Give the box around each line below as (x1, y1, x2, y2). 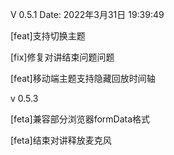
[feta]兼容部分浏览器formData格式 (10, 113, 151, 125)
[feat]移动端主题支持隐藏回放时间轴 (10, 73, 156, 84)
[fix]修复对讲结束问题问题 (10, 51, 115, 63)
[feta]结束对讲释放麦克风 (10, 134, 112, 146)
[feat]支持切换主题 (10, 30, 86, 42)
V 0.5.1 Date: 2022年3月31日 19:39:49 (10, 9, 165, 20)
